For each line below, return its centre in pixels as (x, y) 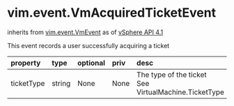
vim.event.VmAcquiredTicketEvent (112, 13)
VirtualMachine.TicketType (181, 92)
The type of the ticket (172, 75)
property (26, 63)
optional (92, 63)
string (61, 83)
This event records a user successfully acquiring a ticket (88, 45)
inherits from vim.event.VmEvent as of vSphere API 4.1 (85, 32)
